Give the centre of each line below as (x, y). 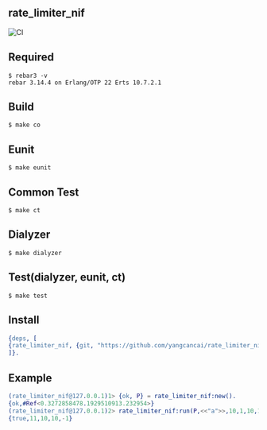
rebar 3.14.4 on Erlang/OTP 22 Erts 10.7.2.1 (85, 83)
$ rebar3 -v (28, 76)
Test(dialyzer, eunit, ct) (67, 277)
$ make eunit (30, 168)
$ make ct (25, 211)
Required (31, 58)
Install (24, 320)
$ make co (25, 125)
